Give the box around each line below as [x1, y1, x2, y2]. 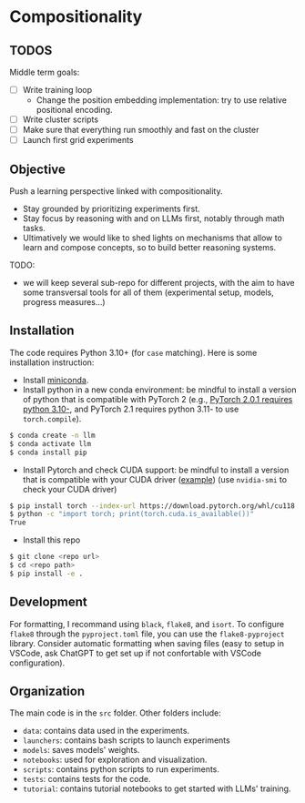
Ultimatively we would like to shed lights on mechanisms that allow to [22, 232, 282, 243]
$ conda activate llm [9, 439, 92, 448]
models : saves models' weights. [22, 745, 140, 756]
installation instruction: [9, 357, 95, 368]
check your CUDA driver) [22, 483, 117, 494]
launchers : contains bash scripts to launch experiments [22, 735, 230, 746]
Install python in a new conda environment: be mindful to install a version [22, 384, 298, 395]
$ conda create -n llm [9, 431, 96, 440]
